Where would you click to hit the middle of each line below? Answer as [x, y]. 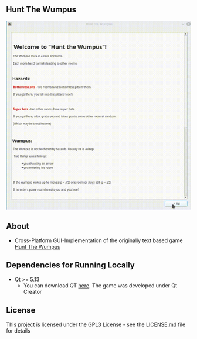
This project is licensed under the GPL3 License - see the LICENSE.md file [96, 324]
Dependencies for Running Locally [70, 265]
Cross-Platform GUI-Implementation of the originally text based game [98, 240]
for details [18, 330]
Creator [33, 291]
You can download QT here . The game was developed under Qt [100, 285]
